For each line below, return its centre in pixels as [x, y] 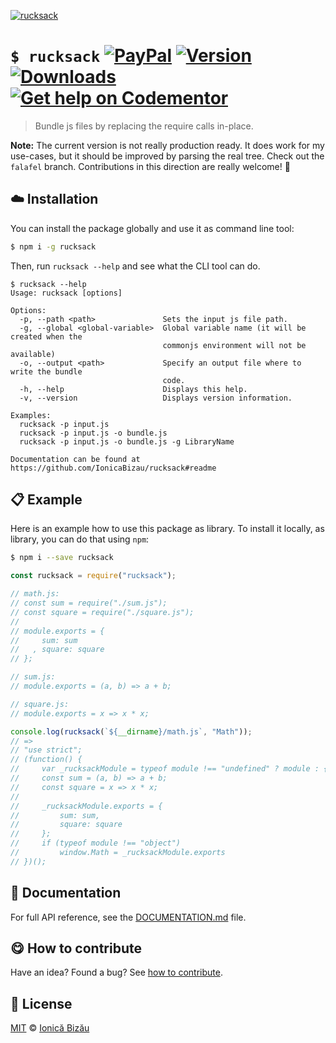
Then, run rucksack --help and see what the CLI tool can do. [135, 266]
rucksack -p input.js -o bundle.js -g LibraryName [127, 441]
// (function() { [46, 760]
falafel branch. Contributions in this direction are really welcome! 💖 [150, 166]
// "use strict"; [46, 750]
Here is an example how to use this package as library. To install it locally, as [167, 529]
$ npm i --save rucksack [62, 558]
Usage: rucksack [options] [66, 293]
